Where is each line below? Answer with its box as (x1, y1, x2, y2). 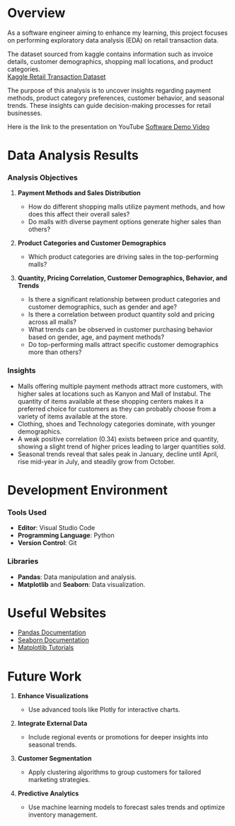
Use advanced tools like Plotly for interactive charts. (28, 705, 180, 714)
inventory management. (28, 810, 98, 819)
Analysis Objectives (7, 172, 78, 182)
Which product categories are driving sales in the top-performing (28, 253, 219, 261)
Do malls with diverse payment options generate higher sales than (28, 218, 222, 226)
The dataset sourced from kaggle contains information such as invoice (7, 50, 214, 58)
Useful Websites (7, 605, 107, 621)
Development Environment (7, 482, 168, 498)
